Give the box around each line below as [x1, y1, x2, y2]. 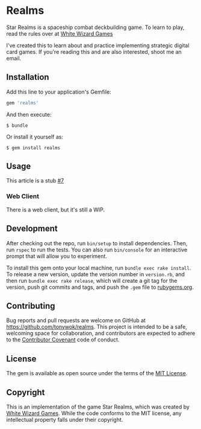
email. [6, 54, 22, 62]
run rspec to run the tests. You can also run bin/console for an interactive [6, 246, 188, 253]
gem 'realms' [6, 100, 39, 106]
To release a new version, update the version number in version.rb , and [6, 270, 185, 278]
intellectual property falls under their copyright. [6, 416, 123, 423]
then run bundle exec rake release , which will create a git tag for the [6, 277, 178, 284]
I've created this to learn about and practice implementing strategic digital [6, 42, 190, 49]
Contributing [6, 300, 55, 311]
